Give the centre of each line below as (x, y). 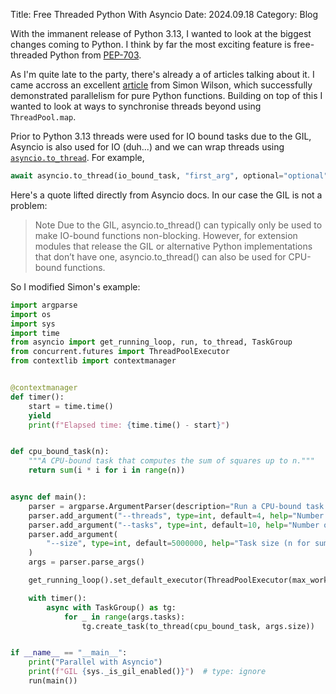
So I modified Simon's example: (75, 286)
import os (31, 314)
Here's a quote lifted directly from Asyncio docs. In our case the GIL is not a (166, 195)
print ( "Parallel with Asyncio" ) (95, 662)
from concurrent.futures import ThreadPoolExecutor (120, 352)
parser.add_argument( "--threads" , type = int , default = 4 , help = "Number (176, 515)
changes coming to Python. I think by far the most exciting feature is (151, 44)
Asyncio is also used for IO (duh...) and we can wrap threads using (147, 147)
